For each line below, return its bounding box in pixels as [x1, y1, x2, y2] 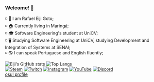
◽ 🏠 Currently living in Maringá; [5, 23, 69, 29]
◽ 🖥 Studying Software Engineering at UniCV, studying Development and [5, 37, 150, 43]
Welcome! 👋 [5, 4, 34, 11]
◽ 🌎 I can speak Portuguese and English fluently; [5, 50, 103, 56]
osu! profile [5, 71, 28, 77]
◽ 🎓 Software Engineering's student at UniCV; [5, 30, 98, 36]
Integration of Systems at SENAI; [5, 45, 70, 50]
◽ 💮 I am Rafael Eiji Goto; [5, 16, 54, 21]
